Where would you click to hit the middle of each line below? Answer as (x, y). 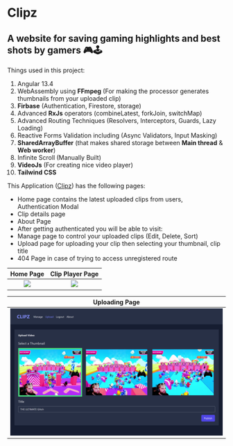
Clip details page (41, 214)
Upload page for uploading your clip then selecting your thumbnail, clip (119, 243)
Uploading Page (116, 302)
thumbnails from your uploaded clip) (69, 98)
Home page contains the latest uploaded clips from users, (100, 199)
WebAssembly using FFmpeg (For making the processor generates (113, 91)
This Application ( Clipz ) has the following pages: (76, 186)
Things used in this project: (46, 70)
